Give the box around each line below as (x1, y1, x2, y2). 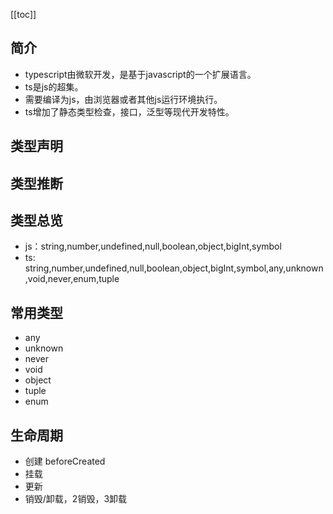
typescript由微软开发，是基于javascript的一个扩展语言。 (24, 68, 257, 80)
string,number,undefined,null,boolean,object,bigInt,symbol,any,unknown (24, 262, 324, 274)
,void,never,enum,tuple (24, 273, 120, 285)
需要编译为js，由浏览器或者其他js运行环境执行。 (24, 93, 223, 105)
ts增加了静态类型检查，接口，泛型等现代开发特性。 (24, 105, 235, 118)
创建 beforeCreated (24, 455, 106, 468)
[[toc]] (10, 9, 37, 20)
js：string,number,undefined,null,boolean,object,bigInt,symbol (24, 240, 282, 253)
